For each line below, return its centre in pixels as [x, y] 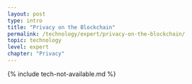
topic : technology [34, 41]
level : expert [28, 47]
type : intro [25, 21]
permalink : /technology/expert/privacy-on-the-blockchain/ [96, 34]
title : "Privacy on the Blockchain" [61, 27]
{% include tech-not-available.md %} [62, 74]
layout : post [27, 14]
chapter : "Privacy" [36, 54]
